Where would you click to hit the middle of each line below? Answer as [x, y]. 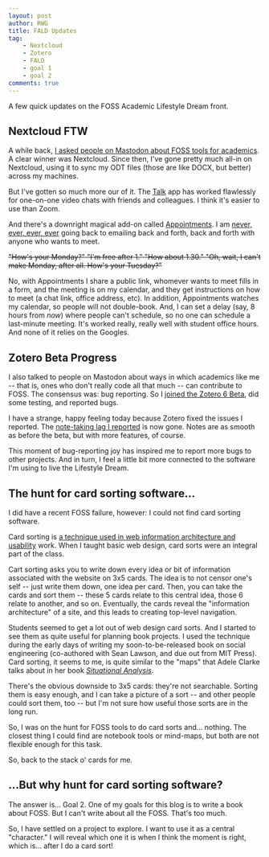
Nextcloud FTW [48, 131]
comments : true [34, 83]
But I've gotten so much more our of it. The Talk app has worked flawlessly [132, 192]
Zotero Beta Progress [63, 357]
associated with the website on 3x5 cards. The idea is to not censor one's [130, 578]
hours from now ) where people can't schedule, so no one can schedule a [130, 315]
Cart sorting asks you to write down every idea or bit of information [120, 569]
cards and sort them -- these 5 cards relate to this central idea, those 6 [126, 595]
